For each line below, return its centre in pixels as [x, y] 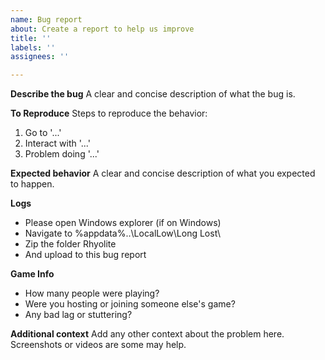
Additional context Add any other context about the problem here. [147, 334]
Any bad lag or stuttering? [78, 315]
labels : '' [33, 47]
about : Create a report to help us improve [102, 29]
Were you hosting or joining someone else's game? [130, 304]
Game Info [32, 274]
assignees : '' [40, 57]
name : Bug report [46, 19]
